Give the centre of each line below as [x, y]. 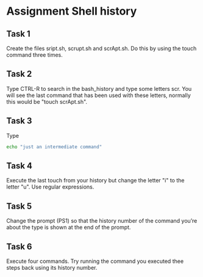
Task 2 [19, 74]
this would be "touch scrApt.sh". [47, 101]
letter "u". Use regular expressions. [50, 187]
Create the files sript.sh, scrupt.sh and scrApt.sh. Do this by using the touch [101, 48]
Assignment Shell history [72, 11]
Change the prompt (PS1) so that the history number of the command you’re [102, 221]
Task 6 [19, 246]
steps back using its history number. [52, 267]
